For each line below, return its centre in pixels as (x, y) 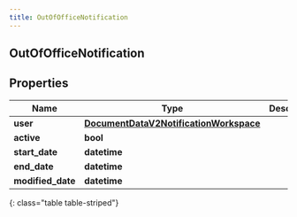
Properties (39, 84)
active (27, 137)
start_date (36, 151)
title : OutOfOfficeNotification (69, 17)
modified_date (45, 181)
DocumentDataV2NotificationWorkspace (172, 123)
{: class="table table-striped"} (64, 202)
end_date (34, 167)
